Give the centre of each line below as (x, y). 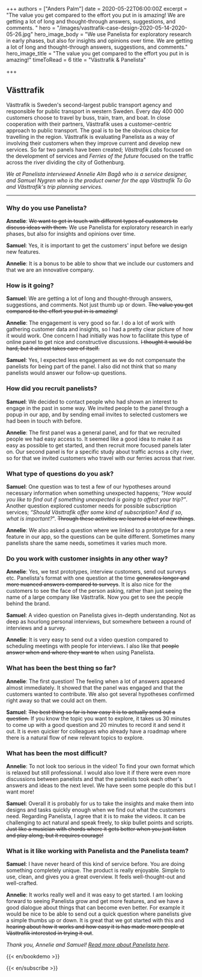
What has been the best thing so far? (61, 668)
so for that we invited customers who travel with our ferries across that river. (101, 458)
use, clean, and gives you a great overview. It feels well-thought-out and (96, 877)
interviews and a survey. (37, 628)
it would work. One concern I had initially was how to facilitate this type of (98, 335)
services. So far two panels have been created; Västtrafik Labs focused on (99, 149)
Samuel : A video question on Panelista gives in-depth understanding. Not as (101, 615)
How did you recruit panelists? (52, 388)
